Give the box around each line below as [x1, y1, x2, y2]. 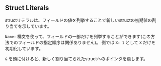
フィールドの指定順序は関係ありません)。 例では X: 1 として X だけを [18, 40, 156, 45]
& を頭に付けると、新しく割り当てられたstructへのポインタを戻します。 [5, 55, 148, 62]
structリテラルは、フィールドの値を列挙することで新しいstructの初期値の [5, 17, 152, 23]
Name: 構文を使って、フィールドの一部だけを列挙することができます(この [5, 33, 151, 39]
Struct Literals [5, 4, 49, 12]
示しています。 [21, 23, 52, 29]
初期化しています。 [5, 45, 43, 51]
